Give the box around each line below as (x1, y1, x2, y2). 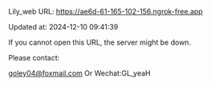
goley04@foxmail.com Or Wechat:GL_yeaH (8, 68, 151, 78)
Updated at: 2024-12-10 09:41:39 (8, 22, 119, 31)
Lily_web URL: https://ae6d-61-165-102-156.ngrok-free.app (8, 7, 203, 16)
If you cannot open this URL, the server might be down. (8, 37, 191, 47)
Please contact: (8, 53, 60, 62)
